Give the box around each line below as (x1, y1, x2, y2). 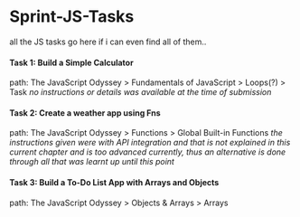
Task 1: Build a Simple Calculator (9, 57, 134, 68)
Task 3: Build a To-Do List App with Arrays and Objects (9, 176, 220, 187)
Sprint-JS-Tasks (9, 6, 135, 27)
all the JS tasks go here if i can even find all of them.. (9, 36, 207, 47)
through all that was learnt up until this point (9, 156, 174, 167)
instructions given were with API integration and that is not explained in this (9, 137, 291, 148)
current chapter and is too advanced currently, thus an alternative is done (9, 146, 286, 157)
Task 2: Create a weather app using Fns (9, 107, 161, 118)
